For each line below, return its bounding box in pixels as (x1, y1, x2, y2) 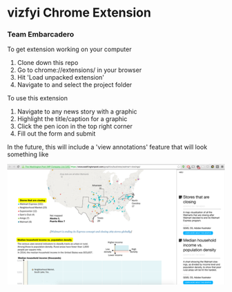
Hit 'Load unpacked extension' (17, 73, 105, 82)
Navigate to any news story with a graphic (17, 107, 137, 116)
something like (7, 150, 49, 158)
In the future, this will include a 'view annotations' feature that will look (7, 143, 208, 152)
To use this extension (7, 94, 68, 102)
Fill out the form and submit (17, 129, 96, 138)
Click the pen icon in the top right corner (17, 122, 133, 131)
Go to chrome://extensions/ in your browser (17, 66, 142, 74)
